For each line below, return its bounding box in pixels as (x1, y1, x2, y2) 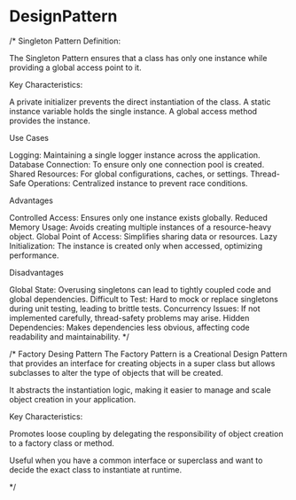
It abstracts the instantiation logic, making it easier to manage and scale (9, 384, 272, 395)
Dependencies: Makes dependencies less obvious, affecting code (9, 322, 250, 332)
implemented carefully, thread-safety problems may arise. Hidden (9, 312, 250, 323)
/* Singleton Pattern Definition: (9, 35, 121, 46)
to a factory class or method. (9, 437, 115, 449)
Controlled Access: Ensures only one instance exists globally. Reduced (9, 212, 269, 223)
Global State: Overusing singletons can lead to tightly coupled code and (9, 284, 272, 294)
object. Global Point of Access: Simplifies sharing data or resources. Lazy (9, 230, 277, 241)
